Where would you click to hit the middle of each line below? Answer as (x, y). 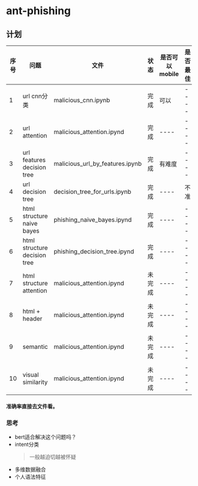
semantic (35, 347)
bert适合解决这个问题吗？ (45, 437)
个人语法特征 (30, 477)
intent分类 (27, 444)
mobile (169, 74)
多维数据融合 (30, 469)
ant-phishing (39, 11)
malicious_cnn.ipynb (82, 100)
